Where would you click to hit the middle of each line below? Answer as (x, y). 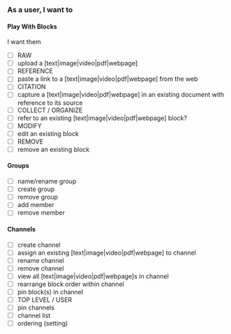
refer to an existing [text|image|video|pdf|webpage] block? (102, 118)
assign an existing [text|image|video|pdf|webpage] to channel (107, 252)
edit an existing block (48, 133)
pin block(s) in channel (50, 291)
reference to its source (50, 103)
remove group (37, 197)
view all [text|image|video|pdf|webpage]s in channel (93, 276)
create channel (39, 245)
